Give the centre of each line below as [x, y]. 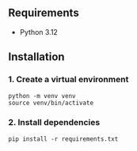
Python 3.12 [38, 32]
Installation [36, 57]
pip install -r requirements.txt [63, 139]
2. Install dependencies [54, 123]
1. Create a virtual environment [68, 80]
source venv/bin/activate [51, 103]
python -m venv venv [42, 96]
